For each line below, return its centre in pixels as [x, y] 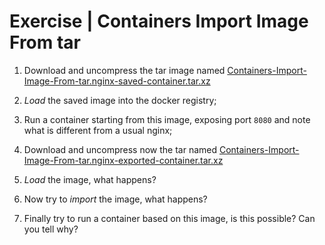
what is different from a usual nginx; [98, 130]
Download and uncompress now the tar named [120, 149]
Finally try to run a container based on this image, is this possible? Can [169, 218]
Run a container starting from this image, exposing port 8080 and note [167, 119]
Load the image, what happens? [90, 179]
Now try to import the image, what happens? [115, 199]
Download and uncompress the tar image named [124, 70]
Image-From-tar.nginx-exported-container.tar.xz [123, 160]
